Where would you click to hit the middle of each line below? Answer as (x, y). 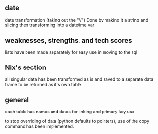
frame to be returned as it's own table (43, 85)
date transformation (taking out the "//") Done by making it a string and (77, 20)
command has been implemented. (39, 126)
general (17, 100)
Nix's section (26, 68)
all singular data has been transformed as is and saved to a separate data (79, 79)
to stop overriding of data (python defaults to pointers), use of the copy (77, 121)
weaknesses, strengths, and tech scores (68, 40)
